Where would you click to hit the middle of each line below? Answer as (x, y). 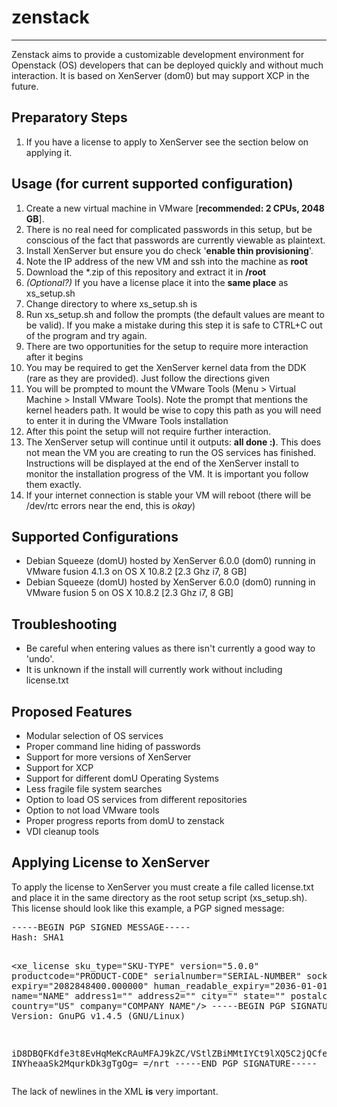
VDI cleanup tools (62, 831)
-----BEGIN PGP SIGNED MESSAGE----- (101, 927)
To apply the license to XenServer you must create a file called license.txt (162, 887)
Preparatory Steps (69, 117)
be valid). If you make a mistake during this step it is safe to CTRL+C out (174, 325)
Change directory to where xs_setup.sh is (111, 303)
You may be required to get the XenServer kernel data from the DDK (166, 367)
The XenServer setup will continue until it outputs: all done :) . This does (173, 442)
